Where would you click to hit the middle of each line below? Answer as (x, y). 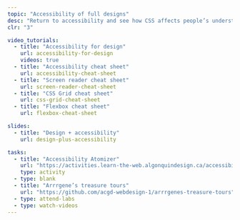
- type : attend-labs (44, 199)
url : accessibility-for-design (67, 54)
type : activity (43, 172)
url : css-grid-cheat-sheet (60, 100)
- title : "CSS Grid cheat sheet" (64, 94)
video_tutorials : (33, 40)
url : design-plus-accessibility (68, 139)
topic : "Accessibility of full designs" (69, 14)
